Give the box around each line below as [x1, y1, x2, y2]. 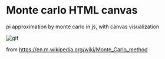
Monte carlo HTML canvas [6, 4, 138, 17]
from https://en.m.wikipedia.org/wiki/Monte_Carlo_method [6, 45, 148, 53]
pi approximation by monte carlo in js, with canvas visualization [6, 23, 160, 30]
